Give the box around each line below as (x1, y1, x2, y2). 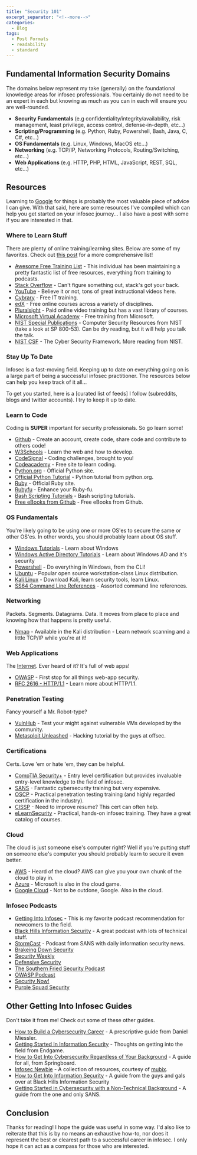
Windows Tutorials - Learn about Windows (14, 544, 119, 552)
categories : (6, 19, 35, 25)
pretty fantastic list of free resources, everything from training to (14, 269, 172, 276)
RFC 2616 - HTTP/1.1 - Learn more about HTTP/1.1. (14, 680, 137, 687)
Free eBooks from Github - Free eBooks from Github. (14, 498, 143, 505)
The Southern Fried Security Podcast (14, 965, 105, 972)
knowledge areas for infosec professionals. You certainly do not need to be (6, 91, 189, 98)
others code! (14, 442, 46, 449)
